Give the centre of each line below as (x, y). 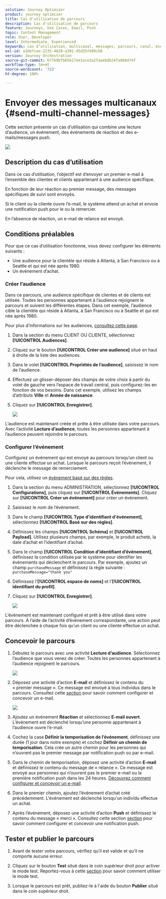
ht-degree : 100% (22, 74)
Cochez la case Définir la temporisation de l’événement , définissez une (86, 737)
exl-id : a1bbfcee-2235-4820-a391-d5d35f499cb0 (54, 51)
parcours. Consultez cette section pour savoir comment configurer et (83, 693)
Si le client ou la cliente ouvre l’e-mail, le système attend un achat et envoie (82, 204)
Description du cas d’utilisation (54, 162)
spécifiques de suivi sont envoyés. (40, 194)
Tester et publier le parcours (50, 839)
